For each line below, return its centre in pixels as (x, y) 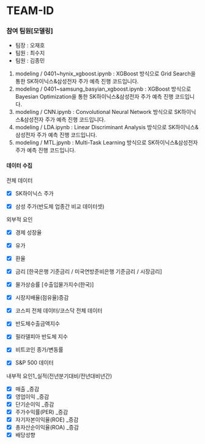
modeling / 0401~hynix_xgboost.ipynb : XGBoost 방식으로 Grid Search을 (105, 73)
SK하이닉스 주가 (34, 193)
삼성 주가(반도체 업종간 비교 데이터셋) (60, 206)
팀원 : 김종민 (30, 61)
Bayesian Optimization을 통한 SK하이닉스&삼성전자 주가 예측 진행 (94, 97)
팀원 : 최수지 (30, 53)
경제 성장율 (28, 232)
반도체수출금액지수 (37, 324)
